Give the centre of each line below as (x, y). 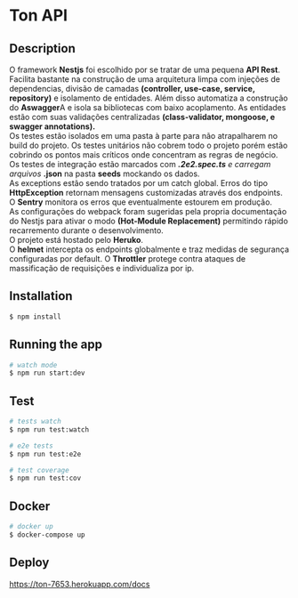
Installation (41, 296)
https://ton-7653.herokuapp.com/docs (80, 584)
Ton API (39, 16)
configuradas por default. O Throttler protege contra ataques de (128, 259)
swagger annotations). (52, 126)
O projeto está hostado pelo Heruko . (77, 240)
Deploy (29, 563)
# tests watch (36, 422)
